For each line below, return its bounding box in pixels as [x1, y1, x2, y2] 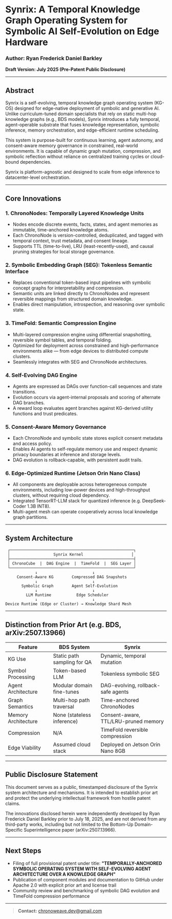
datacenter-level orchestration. [5, 174, 71, 181]
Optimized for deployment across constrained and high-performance [12, 342, 159, 348]
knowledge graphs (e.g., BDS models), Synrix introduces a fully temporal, [5, 116, 160, 122]
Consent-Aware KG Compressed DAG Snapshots [16, 574, 127, 580]
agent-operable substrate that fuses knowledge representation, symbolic [5, 122, 160, 128]
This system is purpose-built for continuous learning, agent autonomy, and [5, 137, 163, 143]
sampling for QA [53, 659, 92, 666]
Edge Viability [8, 744, 41, 751]
